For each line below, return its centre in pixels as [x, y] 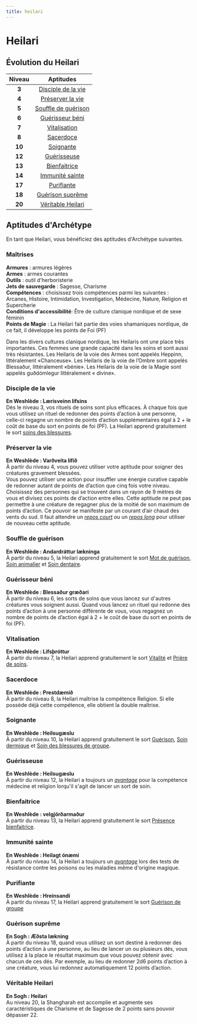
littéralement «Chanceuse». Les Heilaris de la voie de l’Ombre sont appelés [97, 360]
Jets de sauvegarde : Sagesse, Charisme [56, 286]
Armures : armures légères [39, 267]
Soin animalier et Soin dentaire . [44, 564]
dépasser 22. [22, 1015]
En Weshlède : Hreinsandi [38, 896]
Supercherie [21, 305]
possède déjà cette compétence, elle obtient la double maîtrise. [83, 705]
